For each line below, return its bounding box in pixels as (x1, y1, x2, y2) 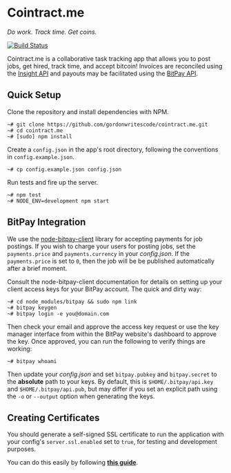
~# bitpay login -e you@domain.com (7, 310, 110, 317)
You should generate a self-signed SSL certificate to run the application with (7, 430, 224, 438)
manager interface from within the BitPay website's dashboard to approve (7, 330, 217, 338)
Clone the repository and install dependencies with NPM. (7, 107, 169, 115)
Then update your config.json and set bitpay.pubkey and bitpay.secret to (7, 370, 217, 378)
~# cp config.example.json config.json (7, 166, 122, 173)
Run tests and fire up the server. (7, 178, 99, 186)
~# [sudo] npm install (7, 133, 72, 140)
